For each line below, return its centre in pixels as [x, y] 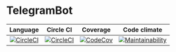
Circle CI [59, 30]
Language [24, 30]
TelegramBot [40, 11]
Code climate [143, 30]
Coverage [96, 30]
